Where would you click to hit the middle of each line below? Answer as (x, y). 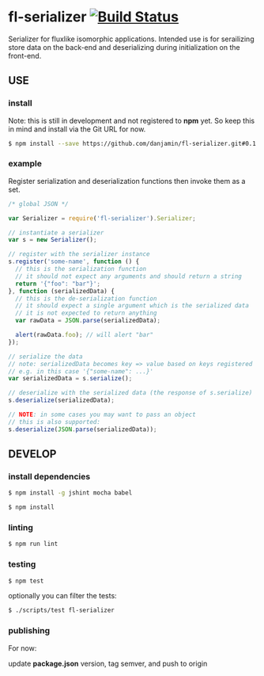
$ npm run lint (33, 544)
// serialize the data (45, 357)
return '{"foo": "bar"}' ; (58, 284)
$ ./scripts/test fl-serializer (61, 610)
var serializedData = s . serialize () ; (70, 379)
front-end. (25, 55)
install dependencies (49, 476)
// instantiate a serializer (56, 233)
